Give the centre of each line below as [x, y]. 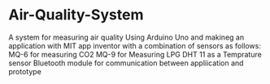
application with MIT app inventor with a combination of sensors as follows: [135, 45]
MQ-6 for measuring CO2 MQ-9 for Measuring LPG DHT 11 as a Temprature [135, 54]
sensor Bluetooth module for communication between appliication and [126, 63]
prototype [25, 71]
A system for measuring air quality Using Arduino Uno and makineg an [126, 37]
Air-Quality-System [76, 15]
